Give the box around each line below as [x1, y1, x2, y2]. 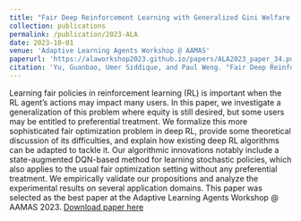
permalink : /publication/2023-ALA [9, 30, 139, 38]
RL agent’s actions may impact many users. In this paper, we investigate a [9, 97, 281, 107]
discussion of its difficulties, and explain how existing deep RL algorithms [9, 135, 279, 146]
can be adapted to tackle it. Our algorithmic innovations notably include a [9, 144, 279, 155]
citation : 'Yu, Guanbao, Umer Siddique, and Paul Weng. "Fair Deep [9, 64, 267, 72]
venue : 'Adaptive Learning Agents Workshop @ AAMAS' [9, 47, 211, 55]
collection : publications [9, 21, 106, 30]
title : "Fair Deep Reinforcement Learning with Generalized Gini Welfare [9, 13, 291, 22]
